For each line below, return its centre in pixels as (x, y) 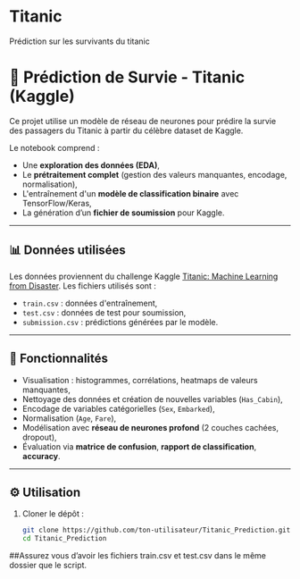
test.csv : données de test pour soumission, (104, 312)
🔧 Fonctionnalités (59, 359)
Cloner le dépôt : (53, 514)
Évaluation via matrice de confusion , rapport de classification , (139, 446)
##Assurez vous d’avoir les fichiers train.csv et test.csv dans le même (137, 556)
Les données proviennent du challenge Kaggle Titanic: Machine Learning (144, 276)
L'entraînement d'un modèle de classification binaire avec (130, 193)
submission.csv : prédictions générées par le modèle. (120, 322)
